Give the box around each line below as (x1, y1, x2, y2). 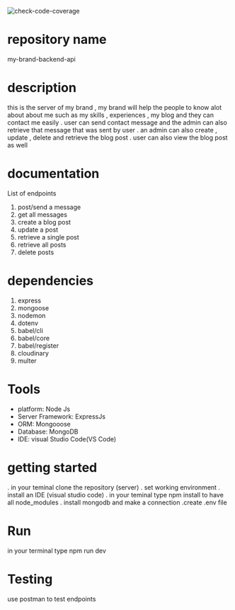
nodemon (17, 311, 46, 320)
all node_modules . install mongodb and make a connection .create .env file (7, 498, 228, 507)
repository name (7, 32, 107, 47)
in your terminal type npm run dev (7, 546, 106, 555)
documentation (7, 166, 100, 182)
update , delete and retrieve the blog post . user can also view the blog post (7, 133, 228, 142)
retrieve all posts (17, 240, 67, 249)
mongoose (17, 303, 50, 312)
